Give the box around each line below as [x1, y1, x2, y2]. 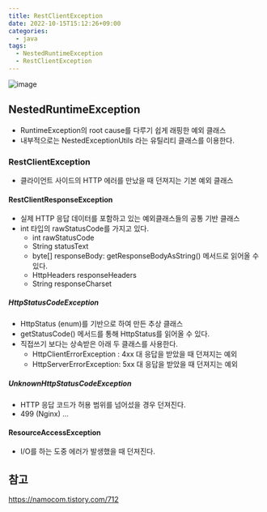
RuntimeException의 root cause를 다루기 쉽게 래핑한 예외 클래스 [19, 125, 227, 134]
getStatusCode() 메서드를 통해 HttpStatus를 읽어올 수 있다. [19, 329, 210, 339]
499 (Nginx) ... [19, 409, 69, 419]
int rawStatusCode [32, 233, 95, 243]
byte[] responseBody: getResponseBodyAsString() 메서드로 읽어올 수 [32, 251, 260, 261]
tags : [8, 42, 27, 50]
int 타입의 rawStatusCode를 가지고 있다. [19, 224, 150, 233]
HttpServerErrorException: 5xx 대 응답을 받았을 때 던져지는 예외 [32, 360, 239, 369]
